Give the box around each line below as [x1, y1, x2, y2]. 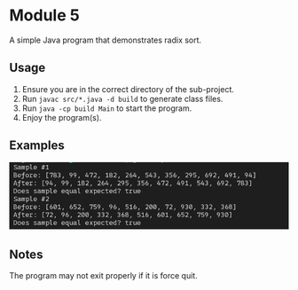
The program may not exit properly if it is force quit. [9, 270, 198, 281]
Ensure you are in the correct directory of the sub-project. [21, 83, 235, 94]
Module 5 [9, 5, 80, 26]
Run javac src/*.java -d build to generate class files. [21, 93, 223, 104]
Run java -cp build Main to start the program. [21, 103, 192, 114]
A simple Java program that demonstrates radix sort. [9, 35, 202, 45]
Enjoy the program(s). [21, 112, 102, 122]
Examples [9, 138, 65, 153]
